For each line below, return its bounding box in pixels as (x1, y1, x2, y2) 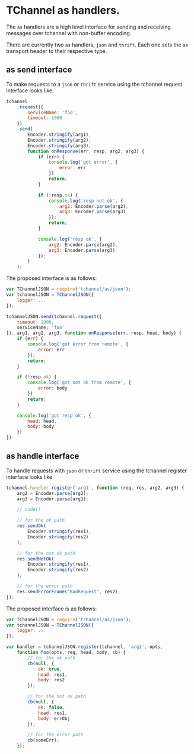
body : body (27, 423, 55, 429)
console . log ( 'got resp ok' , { (17, 412, 92, 419)
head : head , (27, 418, 58, 424)
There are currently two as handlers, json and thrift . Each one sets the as (6, 41, 189, 48)
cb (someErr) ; (27, 737, 60, 743)
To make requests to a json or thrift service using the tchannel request (6, 80, 183, 88)
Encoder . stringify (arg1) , (27, 132, 92, 138)
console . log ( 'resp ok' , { (37, 236, 102, 242)
